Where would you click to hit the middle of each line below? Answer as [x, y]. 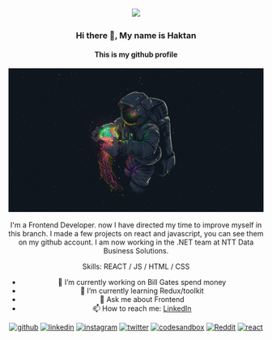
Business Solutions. [136, 250]
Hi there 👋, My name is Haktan [136, 35]
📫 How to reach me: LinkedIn [142, 308]
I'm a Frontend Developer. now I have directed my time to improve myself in [136, 225]
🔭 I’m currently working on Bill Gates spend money [142, 282]
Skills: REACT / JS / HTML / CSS [136, 266]
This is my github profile [136, 55]
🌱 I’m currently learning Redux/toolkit [142, 291]
